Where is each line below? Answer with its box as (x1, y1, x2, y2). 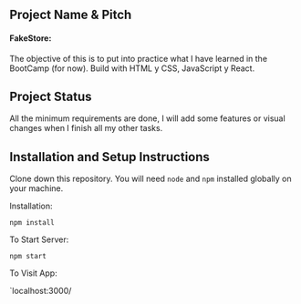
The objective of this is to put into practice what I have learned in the (9, 53, 267, 64)
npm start (9, 252, 47, 261)
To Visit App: (9, 268, 57, 279)
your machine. (9, 183, 64, 194)
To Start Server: (9, 234, 69, 245)
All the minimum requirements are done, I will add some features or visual (9, 113, 285, 124)
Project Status (9, 88, 93, 104)
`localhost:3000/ (9, 286, 72, 297)
